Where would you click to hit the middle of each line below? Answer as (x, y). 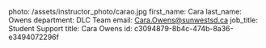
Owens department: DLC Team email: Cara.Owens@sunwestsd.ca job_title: (133, 20)
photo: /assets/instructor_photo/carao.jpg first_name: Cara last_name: (125, 12)
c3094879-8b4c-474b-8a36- (184, 28)
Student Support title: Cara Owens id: (71, 28)
